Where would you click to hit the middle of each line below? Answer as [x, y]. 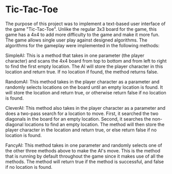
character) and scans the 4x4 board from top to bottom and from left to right [86, 61]
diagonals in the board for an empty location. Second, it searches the [78, 119]
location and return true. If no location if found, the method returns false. [82, 72]
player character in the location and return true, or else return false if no [81, 130]
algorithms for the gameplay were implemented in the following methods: [82, 45]
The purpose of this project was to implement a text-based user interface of [85, 24]
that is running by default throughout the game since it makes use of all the [84, 156]
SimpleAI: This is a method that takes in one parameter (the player [75, 55]
